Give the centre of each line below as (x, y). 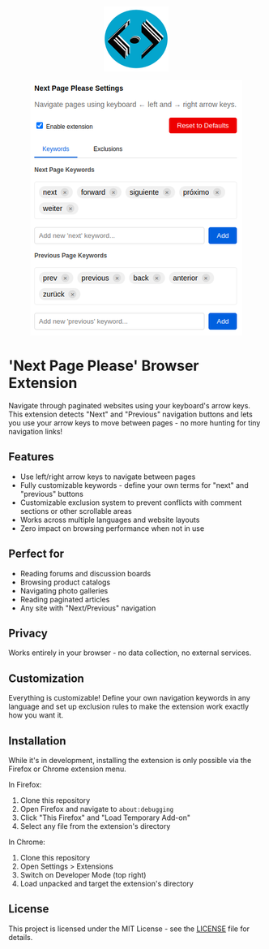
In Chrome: (27, 842)
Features (31, 457)
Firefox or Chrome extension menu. (68, 769)
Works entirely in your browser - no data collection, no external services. (130, 653)
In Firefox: (25, 785)
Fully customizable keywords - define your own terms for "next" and (134, 485)
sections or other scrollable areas (76, 511)
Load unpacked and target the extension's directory (107, 884)
